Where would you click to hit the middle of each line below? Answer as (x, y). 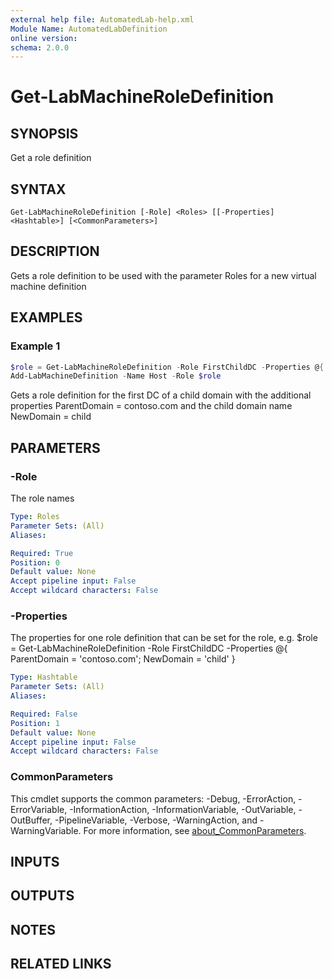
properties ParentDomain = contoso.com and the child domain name (151, 406)
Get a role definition (51, 158)
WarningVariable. (46, 830)
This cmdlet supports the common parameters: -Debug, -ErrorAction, (153, 798)
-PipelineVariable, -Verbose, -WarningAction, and (156, 820)
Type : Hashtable (44, 677)
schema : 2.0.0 (40, 47)
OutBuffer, (31, 820)
